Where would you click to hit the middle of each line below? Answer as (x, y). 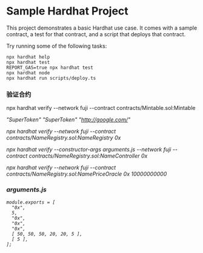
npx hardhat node (28, 73)
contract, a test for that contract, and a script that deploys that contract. (96, 34)
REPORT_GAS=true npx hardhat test (50, 68)
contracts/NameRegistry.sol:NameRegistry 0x (64, 138)
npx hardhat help (28, 57)
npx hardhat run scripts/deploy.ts (51, 78)
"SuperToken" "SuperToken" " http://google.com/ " (68, 120)
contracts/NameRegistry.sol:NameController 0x (88, 156)
